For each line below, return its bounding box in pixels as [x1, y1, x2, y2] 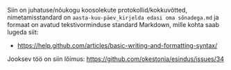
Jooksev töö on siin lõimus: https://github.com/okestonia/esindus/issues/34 [7, 55, 224, 63]
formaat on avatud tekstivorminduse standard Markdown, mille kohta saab [7, 21, 220, 28]
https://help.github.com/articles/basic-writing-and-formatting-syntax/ [17, 42, 218, 49]
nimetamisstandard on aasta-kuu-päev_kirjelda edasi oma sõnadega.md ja [7, 13, 219, 21]
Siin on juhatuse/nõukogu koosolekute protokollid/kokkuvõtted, [7, 6, 187, 14]
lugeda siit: [7, 28, 39, 36]
